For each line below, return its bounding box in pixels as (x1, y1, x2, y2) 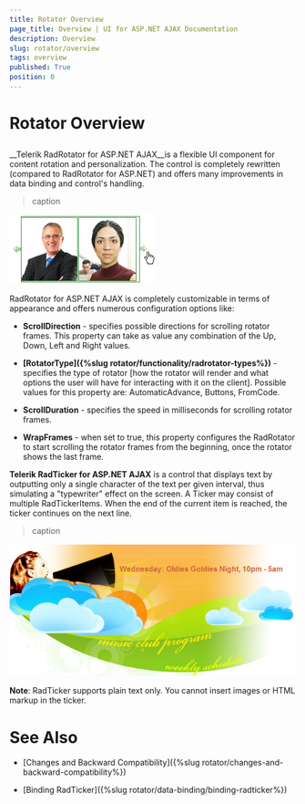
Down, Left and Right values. (22, 340, 131, 351)
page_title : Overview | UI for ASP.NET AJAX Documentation (9, 24, 239, 34)
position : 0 (9, 73, 55, 82)
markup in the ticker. (9, 694, 86, 706)
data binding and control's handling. (9, 178, 145, 189)
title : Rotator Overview (9, 15, 104, 24)
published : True (9, 63, 71, 72)
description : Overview (9, 34, 96, 43)
